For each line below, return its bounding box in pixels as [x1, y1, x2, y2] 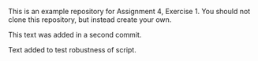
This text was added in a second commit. [8, 30, 142, 39]
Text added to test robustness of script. [8, 45, 136, 54]
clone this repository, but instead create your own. [8, 15, 172, 24]
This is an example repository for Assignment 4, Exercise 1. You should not [8, 7, 251, 16]
